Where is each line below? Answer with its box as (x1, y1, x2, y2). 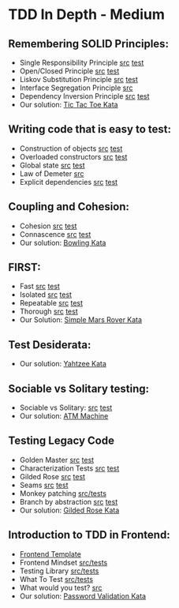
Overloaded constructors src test (19, 152, 128, 161)
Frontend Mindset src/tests (19, 557, 108, 567)
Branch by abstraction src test (19, 497, 118, 506)
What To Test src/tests (19, 574, 93, 584)
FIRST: (8, 261, 41, 274)
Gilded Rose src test (19, 471, 85, 481)
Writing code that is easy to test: (8, 122, 172, 136)
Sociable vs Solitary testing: (8, 381, 150, 396)
